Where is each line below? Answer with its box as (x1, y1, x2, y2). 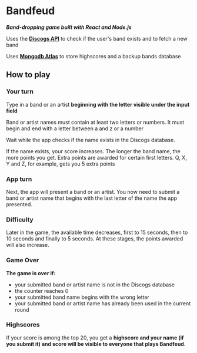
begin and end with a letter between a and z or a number (6, 125, 144, 132)
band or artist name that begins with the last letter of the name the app (6, 194, 178, 202)
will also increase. (6, 242, 49, 249)
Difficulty (6, 215, 34, 223)
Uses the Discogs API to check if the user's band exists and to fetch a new (6, 35, 188, 42)
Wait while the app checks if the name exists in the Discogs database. (6, 136, 175, 143)
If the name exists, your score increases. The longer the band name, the (6, 147, 181, 154)
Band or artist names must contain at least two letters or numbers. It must (6, 118, 185, 126)
